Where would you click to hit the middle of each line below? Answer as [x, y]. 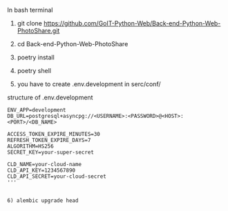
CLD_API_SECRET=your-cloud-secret [57, 177]
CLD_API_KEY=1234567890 [41, 170]
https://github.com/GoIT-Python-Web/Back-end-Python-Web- [132, 23]
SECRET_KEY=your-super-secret [51, 152]
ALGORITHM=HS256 [30, 146]
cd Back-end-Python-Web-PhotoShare [73, 44]
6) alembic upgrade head [43, 201]
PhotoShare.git [38, 31]
